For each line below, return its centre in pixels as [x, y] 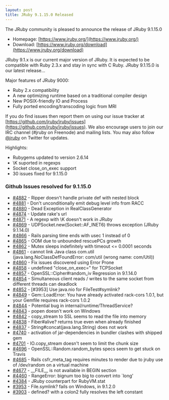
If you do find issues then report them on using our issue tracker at [75, 116]
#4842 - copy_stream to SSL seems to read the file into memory [79, 316]
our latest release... [25, 70]
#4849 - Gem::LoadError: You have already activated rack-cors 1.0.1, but [88, 294]
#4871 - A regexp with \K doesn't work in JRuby [62, 219]
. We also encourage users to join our [124, 127]
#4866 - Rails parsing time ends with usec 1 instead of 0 [71, 235]
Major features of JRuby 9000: [37, 80]
